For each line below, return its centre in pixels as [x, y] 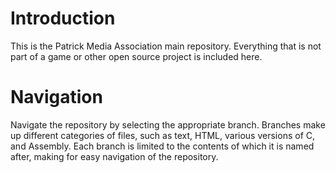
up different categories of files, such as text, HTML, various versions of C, [163, 135]
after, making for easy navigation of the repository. [114, 156]
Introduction [63, 18]
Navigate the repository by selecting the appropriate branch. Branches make [168, 124]
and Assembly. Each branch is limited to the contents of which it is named [162, 146]
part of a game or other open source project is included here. [136, 56]
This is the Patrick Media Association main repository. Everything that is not [166, 46]
